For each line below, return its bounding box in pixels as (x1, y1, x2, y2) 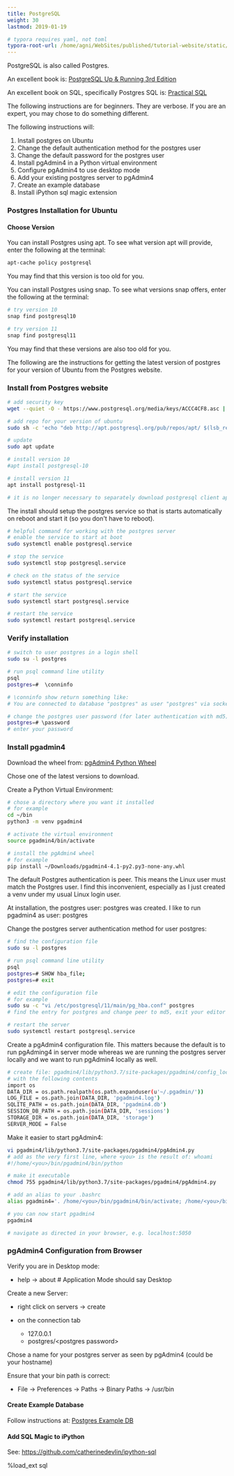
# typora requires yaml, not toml (7, 36, 108, 43)
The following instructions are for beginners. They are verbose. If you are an (7, 102, 226, 110)
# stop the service (7, 553, 64, 560)
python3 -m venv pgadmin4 (7, 818, 82, 825)
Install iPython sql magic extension (17, 188, 117, 197)
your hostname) (7, 1357, 53, 1366)
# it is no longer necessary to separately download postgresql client (7, 494, 219, 501)
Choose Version (7, 223, 55, 231)
